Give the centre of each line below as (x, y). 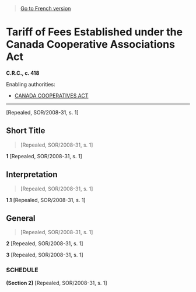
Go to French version (45, 8)
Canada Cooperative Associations (90, 45)
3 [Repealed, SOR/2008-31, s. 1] (45, 255)
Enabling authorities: (31, 84)
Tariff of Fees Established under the (94, 32)
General (21, 218)
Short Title (26, 131)
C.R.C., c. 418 (23, 73)
